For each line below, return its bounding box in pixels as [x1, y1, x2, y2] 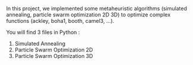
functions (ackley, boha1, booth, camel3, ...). [6, 18, 115, 24]
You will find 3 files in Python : [6, 29, 80, 36]
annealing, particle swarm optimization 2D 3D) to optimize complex [6, 11, 171, 18]
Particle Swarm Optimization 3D [14, 53, 93, 59]
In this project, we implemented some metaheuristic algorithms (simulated [6, 5, 187, 12]
